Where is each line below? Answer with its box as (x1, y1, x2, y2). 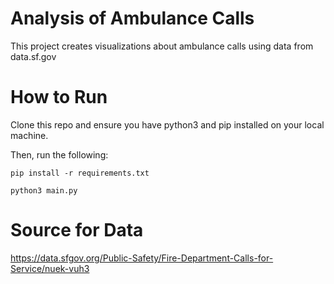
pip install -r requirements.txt (10, 168, 150, 178)
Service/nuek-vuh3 (10, 262, 90, 274)
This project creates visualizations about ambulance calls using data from (10, 40, 314, 52)
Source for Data (10, 219, 144, 242)
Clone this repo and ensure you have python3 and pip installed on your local (10, 118, 325, 131)
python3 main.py (10, 185, 78, 196)
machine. (10, 129, 49, 141)
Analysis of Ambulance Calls (10, 7, 255, 30)
